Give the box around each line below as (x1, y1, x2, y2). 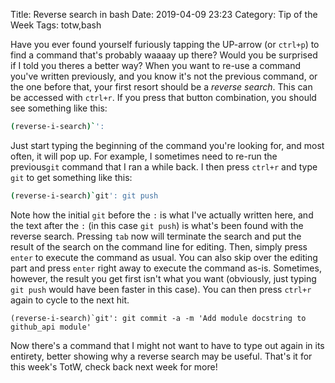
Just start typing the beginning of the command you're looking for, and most (10, 139, 325, 151)
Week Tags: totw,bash (10, 19, 102, 31)
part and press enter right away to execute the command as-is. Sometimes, (10, 262, 322, 274)
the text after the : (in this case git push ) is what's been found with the (10, 219, 304, 231)
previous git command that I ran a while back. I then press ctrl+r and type (10, 160, 318, 173)
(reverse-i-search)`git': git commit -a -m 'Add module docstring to (10, 313, 307, 323)
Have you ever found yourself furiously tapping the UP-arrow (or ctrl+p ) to (10, 39, 320, 50)
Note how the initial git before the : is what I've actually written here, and (10, 209, 314, 221)
